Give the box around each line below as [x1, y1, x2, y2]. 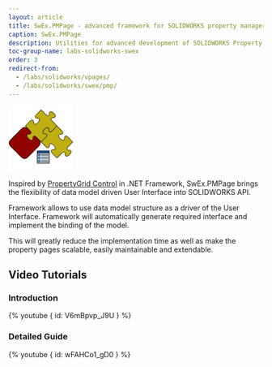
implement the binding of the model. [8, 220, 130, 230]
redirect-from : [8, 65, 60, 73]
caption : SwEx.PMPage [8, 30, 82, 38]
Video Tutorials [8, 268, 87, 282]
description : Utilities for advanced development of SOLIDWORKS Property [8, 39, 263, 47]
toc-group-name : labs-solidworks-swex [8, 47, 139, 56]
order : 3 [8, 56, 38, 64]
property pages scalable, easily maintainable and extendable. [8, 244, 214, 254]
